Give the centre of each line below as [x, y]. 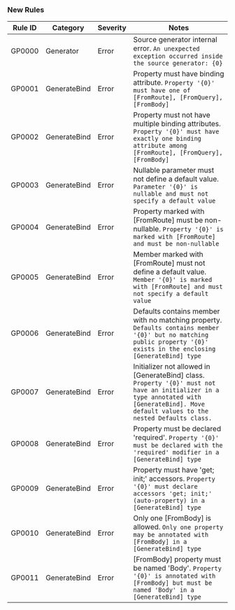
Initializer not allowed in [172, 367]
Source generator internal [176, 40]
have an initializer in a [176, 390]
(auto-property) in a [169, 501]
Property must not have [172, 115]
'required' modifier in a [176, 453]
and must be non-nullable [176, 244]
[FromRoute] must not [169, 263]
